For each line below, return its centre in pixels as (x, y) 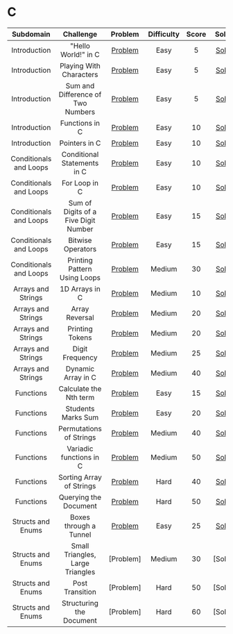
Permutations (80, 428)
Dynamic (80, 369)
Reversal (80, 317)
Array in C (80, 377)
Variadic (80, 449)
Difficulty (164, 34)
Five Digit (80, 220)
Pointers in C (80, 143)
